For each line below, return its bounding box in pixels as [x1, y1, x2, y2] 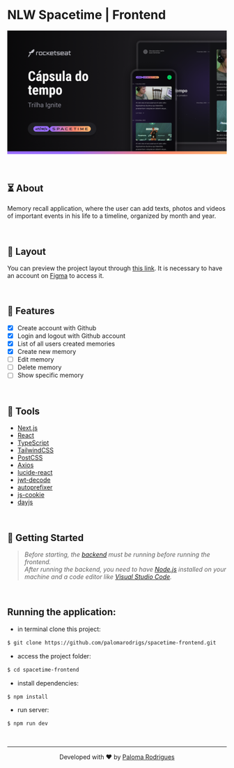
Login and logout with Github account [17, 332, 125, 340]
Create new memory [17, 348, 77, 356]
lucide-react [17, 468, 53, 477]
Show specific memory [17, 371, 84, 380]
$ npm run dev [7, 720, 49, 728]
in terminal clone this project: [17, 625, 101, 633]
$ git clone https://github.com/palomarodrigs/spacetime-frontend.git [7, 639, 217, 646]
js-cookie [17, 491, 45, 499]
